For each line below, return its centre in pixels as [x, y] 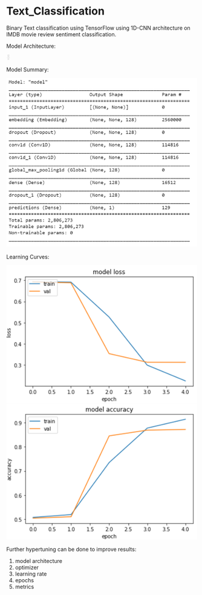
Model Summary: [28, 69]
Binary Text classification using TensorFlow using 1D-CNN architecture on [98, 28]
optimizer [27, 568]
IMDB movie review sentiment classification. [61, 34]
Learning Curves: [28, 257]
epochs [24, 580]
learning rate [31, 574]
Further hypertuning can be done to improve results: [71, 550]
